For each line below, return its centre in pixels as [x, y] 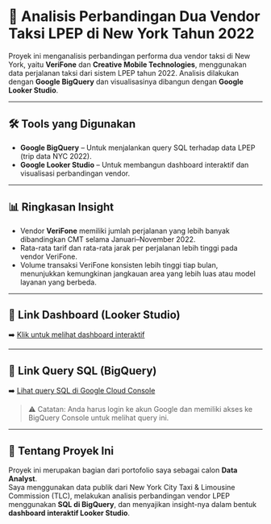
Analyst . [23, 478]
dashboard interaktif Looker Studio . [69, 513]
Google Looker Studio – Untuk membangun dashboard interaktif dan [134, 164]
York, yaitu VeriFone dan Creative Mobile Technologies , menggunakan [128, 64]
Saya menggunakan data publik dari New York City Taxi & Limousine [122, 487]
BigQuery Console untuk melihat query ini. [98, 418]
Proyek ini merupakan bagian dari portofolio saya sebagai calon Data [123, 470]
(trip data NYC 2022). [56, 156]
